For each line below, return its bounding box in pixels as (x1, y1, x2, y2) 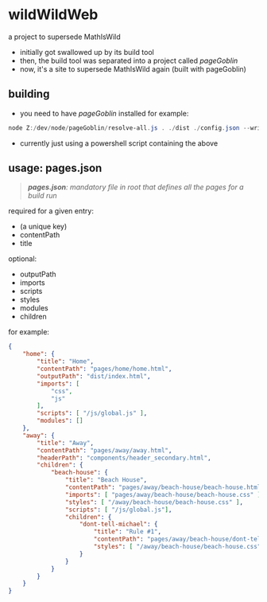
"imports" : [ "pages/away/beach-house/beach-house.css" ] (64, 491, 261, 498)
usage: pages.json (8, 162, 103, 175)
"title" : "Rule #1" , (93, 528, 161, 536)
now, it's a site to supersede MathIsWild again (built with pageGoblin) (19, 64, 246, 73)
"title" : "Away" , (37, 439, 94, 447)
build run (27, 191, 57, 201)
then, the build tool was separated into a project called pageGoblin (19, 56, 238, 65)
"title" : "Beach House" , (64, 476, 148, 484)
